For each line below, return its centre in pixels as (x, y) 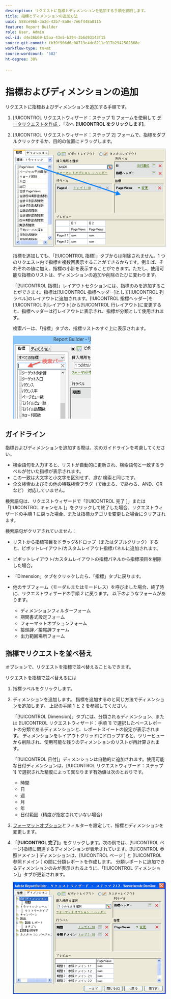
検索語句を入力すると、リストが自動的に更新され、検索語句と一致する (86, 465)
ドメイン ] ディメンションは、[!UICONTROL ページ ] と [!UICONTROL (89, 855)
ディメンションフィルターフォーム (55, 610)
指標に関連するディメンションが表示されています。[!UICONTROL (91, 849)
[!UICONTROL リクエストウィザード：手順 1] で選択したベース (83, 723)
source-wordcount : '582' (32, 53)
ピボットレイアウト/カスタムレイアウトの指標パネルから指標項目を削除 (87, 559)
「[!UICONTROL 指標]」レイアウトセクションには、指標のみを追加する (87, 286)
